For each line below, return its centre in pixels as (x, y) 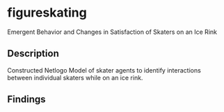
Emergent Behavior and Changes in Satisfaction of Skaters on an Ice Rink (112, 32)
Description (33, 54)
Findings (27, 99)
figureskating (47, 13)
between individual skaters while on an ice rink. (75, 77)
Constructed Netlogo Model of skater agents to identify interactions (104, 70)
